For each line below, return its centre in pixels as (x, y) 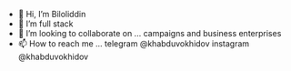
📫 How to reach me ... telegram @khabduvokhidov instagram (134, 44)
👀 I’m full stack (45, 24)
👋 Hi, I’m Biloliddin (52, 14)
